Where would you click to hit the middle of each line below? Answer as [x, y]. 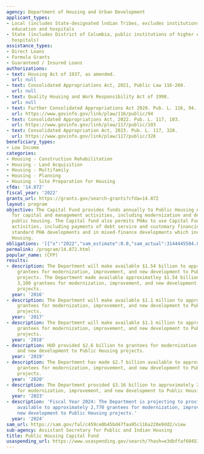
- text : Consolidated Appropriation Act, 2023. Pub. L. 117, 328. [92, 131]
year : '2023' [28, 396]
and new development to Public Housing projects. [81, 351]
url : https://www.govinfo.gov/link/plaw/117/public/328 [84, 136]
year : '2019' [28, 357]
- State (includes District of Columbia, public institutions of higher [100, 35]
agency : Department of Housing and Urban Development [76, 12]
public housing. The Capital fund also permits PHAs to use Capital [100, 221]
